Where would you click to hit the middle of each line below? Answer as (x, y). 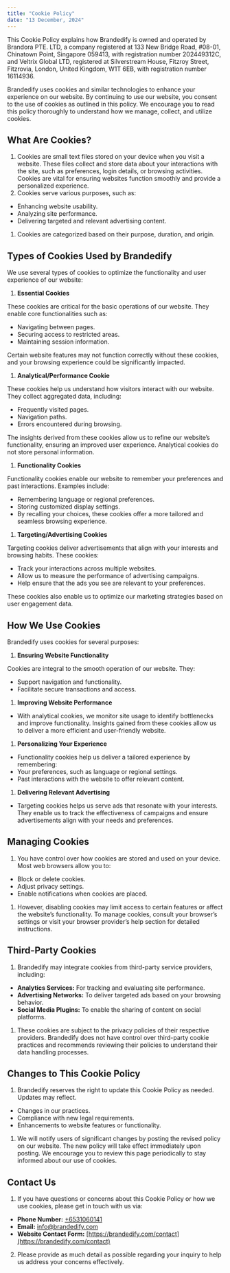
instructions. (35, 929)
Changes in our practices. (54, 1111)
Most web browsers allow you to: (64, 865)
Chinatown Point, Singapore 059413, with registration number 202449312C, (114, 54)
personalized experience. (53, 186)
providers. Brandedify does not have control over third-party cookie (113, 1037)
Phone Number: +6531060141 (60, 1219)
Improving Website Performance (65, 702)
